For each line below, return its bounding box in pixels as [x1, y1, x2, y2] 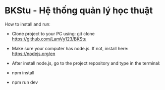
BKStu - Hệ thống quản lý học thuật [4, 5, 153, 16]
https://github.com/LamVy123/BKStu [11, 36, 87, 42]
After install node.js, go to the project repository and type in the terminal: [11, 60, 161, 66]
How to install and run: [4, 21, 51, 27]
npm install [11, 69, 35, 76]
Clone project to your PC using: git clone [11, 30, 95, 36]
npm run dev [11, 79, 38, 85]
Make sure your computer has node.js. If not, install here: [11, 45, 129, 51]
